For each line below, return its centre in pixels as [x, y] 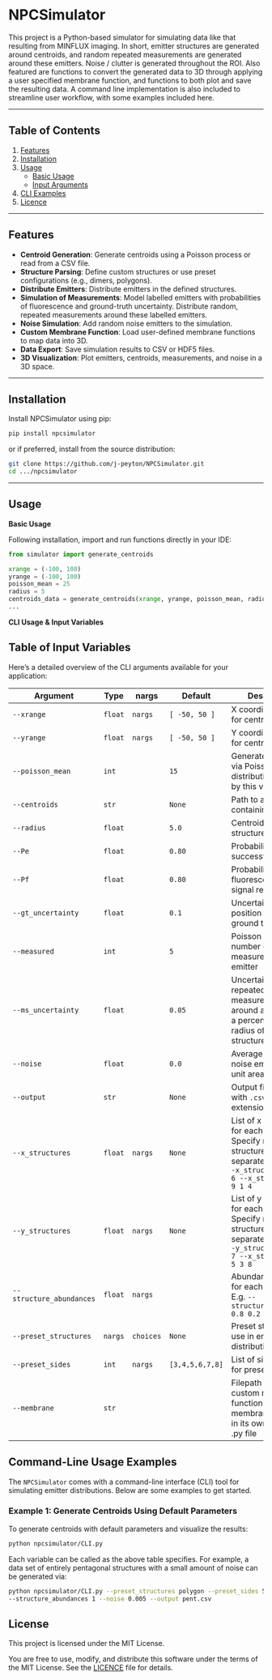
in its [240, 1423]
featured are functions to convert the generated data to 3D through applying [136, 71]
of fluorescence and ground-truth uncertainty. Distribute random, [129, 306]
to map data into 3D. [54, 340]
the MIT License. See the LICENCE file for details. [91, 1668]
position [246, 913]
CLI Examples [43, 193]
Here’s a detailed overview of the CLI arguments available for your [119, 667]
